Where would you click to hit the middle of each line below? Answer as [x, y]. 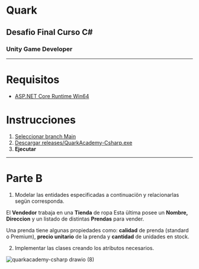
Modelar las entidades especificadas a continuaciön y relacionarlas [97, 195]
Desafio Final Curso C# [49, 32]
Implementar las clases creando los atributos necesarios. [84, 248]
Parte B [24, 178]
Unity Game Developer [39, 49]
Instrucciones [41, 120]
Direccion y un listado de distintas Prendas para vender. [75, 219]
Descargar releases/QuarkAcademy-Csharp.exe [73, 142]
